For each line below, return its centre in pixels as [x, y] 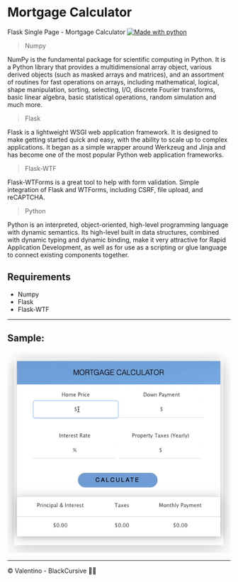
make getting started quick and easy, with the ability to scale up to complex [118, 140]
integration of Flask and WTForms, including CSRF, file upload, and [105, 189]
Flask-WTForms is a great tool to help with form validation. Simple [103, 182]
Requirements [39, 277]
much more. [25, 104]
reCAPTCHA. [26, 197]
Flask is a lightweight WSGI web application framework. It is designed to [113, 132]
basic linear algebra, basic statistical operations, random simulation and [112, 97]
